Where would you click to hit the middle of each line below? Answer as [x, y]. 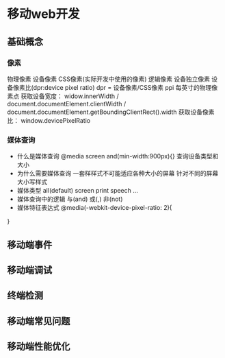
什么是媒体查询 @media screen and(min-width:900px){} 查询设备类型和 [118, 156]
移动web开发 [43, 14]
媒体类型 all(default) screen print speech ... [78, 191]
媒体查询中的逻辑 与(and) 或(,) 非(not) [70, 199]
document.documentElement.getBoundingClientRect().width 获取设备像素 [111, 112]
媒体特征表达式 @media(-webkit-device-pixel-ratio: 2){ [94, 208]
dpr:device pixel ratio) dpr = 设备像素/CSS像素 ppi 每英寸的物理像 [125, 87]
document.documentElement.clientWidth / [67, 104]
